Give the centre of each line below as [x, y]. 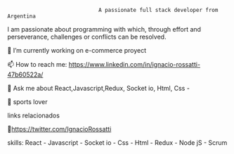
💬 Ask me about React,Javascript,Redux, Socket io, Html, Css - [98, 88]
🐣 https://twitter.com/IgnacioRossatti [59, 129]
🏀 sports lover [27, 102]
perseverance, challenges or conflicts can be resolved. [87, 37]
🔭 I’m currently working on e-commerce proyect [77, 50]
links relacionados [33, 115]
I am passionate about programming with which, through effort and [104, 29]
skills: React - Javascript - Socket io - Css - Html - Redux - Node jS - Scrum [117, 143]
